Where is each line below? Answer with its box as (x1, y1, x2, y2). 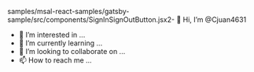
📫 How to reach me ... (18, 56, 92, 65)
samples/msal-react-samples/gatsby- (7, 7, 130, 16)
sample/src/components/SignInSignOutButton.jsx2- (7, 15, 175, 24)
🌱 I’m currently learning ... (18, 38, 103, 48)
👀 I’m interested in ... (18, 31, 86, 39)
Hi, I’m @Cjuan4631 (182, 15, 247, 24)
